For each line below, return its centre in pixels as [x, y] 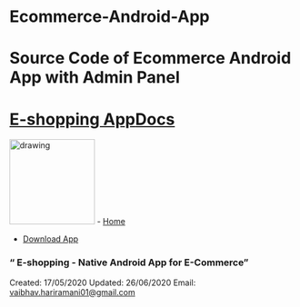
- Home [111, 222]
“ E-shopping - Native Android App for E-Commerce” [129, 262]
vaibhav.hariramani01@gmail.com [72, 292]
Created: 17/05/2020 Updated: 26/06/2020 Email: [103, 282]
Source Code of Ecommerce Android [150, 59]
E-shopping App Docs [92, 119]
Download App [50, 239]
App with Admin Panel [95, 78]
